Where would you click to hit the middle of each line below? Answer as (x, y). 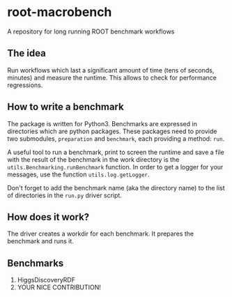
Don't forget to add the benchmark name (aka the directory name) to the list (116, 188)
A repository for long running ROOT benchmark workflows (91, 31)
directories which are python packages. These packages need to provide (112, 131)
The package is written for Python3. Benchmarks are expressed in (102, 123)
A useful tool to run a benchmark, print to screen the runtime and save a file (116, 152)
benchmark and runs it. (41, 241)
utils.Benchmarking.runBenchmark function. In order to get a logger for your (115, 167)
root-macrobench (60, 12)
